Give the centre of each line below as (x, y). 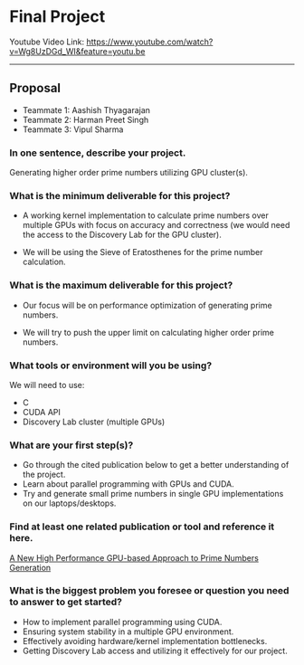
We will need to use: (47, 385)
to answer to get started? (66, 602)
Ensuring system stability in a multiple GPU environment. (128, 632)
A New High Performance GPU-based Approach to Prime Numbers (134, 557)
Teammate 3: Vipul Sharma (73, 129)
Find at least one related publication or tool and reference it (142, 527)
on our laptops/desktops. (69, 503)
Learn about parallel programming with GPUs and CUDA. (128, 484)
